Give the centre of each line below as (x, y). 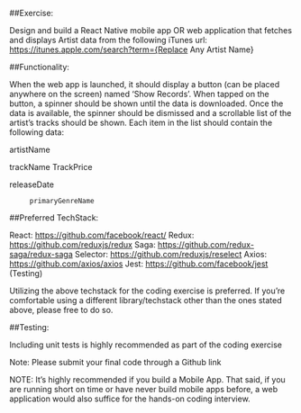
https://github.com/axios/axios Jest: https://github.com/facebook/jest (139, 264)
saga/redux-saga (41, 254)
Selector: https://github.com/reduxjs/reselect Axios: (171, 254)
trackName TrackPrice (51, 167)
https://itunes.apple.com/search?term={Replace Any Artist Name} (132, 49)
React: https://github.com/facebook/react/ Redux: (102, 235)
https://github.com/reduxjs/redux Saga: (82, 245)
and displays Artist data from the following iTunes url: (108, 40)
